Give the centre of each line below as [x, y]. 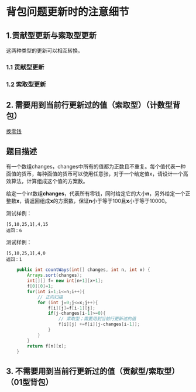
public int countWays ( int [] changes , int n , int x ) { [83, 270]
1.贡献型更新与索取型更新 [51, 35]
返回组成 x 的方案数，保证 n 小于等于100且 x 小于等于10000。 [100, 201]
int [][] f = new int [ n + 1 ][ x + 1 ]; [65, 281]
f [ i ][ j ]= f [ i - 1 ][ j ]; [71, 308]
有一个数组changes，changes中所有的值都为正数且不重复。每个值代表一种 [96, 167]
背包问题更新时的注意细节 [68, 12]
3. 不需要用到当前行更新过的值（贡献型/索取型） [93, 371]
